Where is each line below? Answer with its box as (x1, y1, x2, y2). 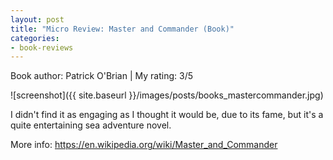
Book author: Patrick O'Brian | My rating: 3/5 (10, 70, 193, 82)
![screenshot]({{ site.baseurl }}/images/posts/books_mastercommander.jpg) (10, 89, 324, 101)
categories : (10, 33, 60, 43)
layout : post (10, 14, 65, 25)
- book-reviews (10, 42, 74, 53)
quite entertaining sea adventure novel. (10, 119, 172, 131)
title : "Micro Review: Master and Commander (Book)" (10, 24, 235, 34)
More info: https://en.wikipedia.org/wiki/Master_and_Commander (10, 139, 278, 151)
